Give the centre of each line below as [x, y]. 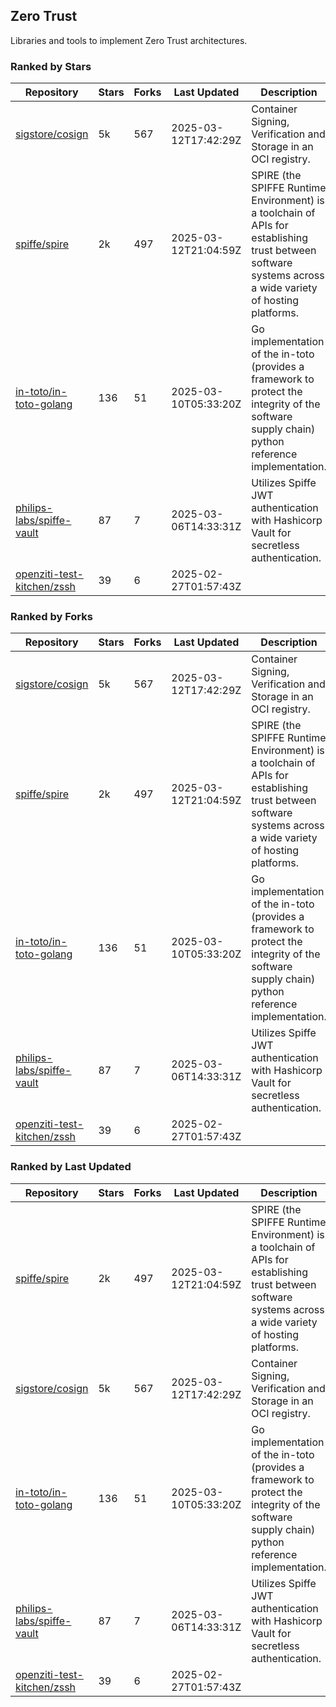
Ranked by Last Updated [71, 1167]
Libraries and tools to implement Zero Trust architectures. [129, 40]
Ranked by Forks [51, 617]
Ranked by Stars [51, 66]
